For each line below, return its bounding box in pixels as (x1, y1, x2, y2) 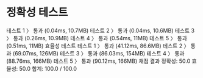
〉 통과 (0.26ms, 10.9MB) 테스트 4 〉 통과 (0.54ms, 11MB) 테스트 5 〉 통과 (6, 34, 188, 41)
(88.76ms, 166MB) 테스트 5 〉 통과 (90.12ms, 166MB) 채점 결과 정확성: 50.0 (6, 57, 191, 65)
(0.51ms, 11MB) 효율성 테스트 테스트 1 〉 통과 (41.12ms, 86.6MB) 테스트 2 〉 (6, 42, 190, 49)
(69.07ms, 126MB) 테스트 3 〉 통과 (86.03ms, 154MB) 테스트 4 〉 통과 (12, 49, 185, 57)
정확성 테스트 (6, 5, 68, 19)
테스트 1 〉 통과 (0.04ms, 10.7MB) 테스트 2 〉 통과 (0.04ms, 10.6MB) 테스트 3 (6, 27, 195, 34)
